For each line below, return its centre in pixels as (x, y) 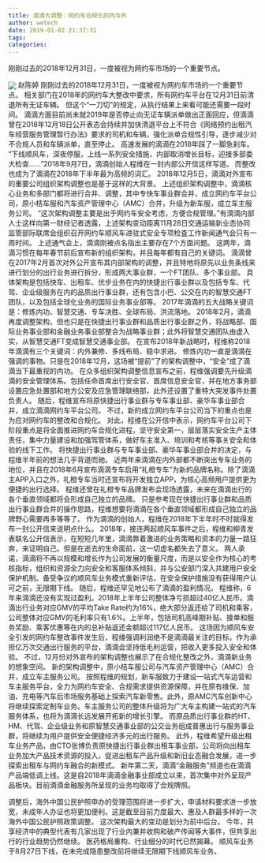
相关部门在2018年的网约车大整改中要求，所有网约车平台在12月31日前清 (139, 95)
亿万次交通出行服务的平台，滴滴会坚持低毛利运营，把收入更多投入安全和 (132, 647)
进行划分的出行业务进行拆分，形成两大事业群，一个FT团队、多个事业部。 (127, 272)
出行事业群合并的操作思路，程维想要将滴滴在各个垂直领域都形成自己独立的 (129, 509)
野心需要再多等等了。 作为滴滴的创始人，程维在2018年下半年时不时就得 (131, 519)
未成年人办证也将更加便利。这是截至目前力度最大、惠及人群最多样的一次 (139, 812)
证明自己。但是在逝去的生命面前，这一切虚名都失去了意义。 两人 (133, 548)
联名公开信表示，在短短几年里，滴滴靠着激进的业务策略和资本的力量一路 (132, 539)
